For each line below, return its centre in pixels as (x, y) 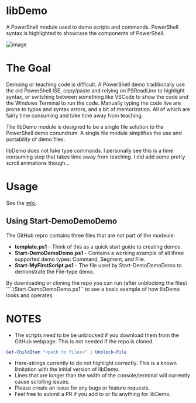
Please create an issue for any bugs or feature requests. (82, 388)
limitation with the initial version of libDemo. (67, 369)
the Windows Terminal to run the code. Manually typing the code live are (94, 103)
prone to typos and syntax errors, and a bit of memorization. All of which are (98, 109)
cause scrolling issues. (42, 382)
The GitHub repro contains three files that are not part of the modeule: (91, 235)
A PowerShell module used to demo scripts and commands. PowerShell (92, 27)
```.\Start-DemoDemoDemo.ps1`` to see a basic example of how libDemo (93, 289)
